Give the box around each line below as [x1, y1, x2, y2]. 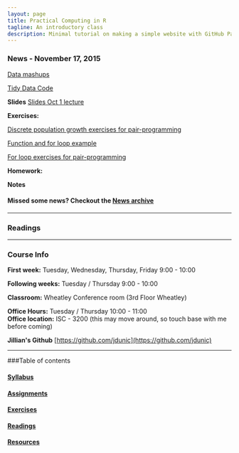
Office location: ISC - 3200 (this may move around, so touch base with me [7, 314, 227, 324]
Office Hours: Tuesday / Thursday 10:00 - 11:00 [7, 307, 147, 316]
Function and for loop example [7, 139, 97, 147]
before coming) [7, 322, 53, 331]
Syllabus [7, 373, 34, 381]
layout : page [7, 10, 46, 18]
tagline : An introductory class [7, 23, 103, 31]
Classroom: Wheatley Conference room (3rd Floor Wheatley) [7, 293, 187, 302]
